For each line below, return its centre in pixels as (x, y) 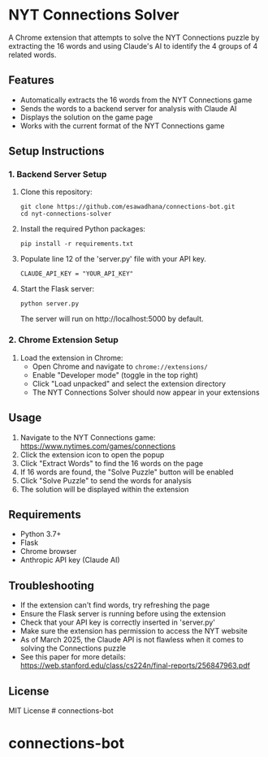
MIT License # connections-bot (61, 710)
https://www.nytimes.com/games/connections (98, 446)
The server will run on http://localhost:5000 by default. (112, 319)
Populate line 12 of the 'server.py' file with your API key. (113, 259)
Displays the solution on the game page (86, 117)
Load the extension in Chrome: (71, 357)
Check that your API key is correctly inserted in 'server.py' (118, 622)
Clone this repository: (56, 192)
